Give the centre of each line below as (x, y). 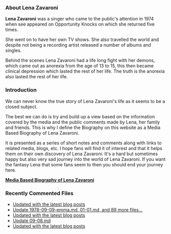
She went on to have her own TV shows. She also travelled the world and (82, 39)
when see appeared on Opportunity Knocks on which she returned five (80, 24)
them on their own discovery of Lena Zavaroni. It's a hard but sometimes (82, 154)
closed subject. (21, 107)
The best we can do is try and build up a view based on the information (80, 116)
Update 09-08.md (32, 220)
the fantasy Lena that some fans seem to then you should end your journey (84, 164)
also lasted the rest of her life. (36, 77)
